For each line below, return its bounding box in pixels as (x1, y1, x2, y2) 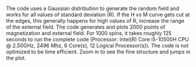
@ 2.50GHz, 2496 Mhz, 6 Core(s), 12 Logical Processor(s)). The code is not (6, 42, 189, 49)
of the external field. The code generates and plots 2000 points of (6, 23, 166, 30)
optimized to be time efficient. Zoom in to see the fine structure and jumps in (6, 48, 191, 55)
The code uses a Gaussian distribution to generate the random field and (6, 5, 180, 12)
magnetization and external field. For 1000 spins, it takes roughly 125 (6, 30, 171, 37)
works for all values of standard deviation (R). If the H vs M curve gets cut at (6, 11, 190, 18)
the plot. (6, 55, 26, 61)
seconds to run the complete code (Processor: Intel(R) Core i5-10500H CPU (6, 36, 189, 43)
